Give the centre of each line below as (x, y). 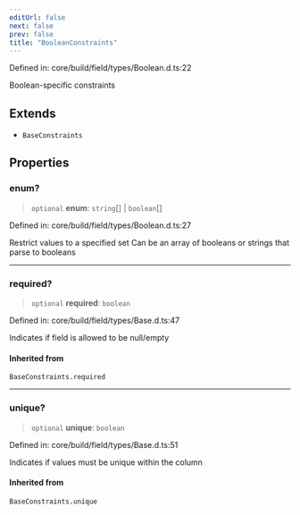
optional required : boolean (81, 303)
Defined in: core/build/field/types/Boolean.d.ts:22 (100, 68)
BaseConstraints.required (57, 377)
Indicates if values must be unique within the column (106, 462)
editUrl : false (37, 17)
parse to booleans (42, 252)
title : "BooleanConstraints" (63, 42)
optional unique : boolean (78, 427)
